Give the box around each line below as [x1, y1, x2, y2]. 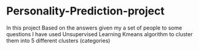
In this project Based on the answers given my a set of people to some [6, 24, 183, 31]
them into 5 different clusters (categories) [6, 37, 110, 44]
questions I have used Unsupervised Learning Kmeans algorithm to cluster [6, 30, 193, 37]
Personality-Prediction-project [6, 4, 165, 18]
